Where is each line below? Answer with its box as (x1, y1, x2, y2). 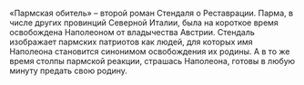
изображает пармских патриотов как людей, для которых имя (9, 36, 253, 47)
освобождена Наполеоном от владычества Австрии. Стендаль (9, 27, 255, 37)
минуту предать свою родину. (9, 65, 127, 76)
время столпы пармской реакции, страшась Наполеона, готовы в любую (9, 56, 296, 66)
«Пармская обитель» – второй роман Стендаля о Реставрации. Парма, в (9, 8, 294, 18)
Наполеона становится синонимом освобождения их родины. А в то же (9, 46, 290, 57)
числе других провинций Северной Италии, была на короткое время (9, 17, 279, 28)
